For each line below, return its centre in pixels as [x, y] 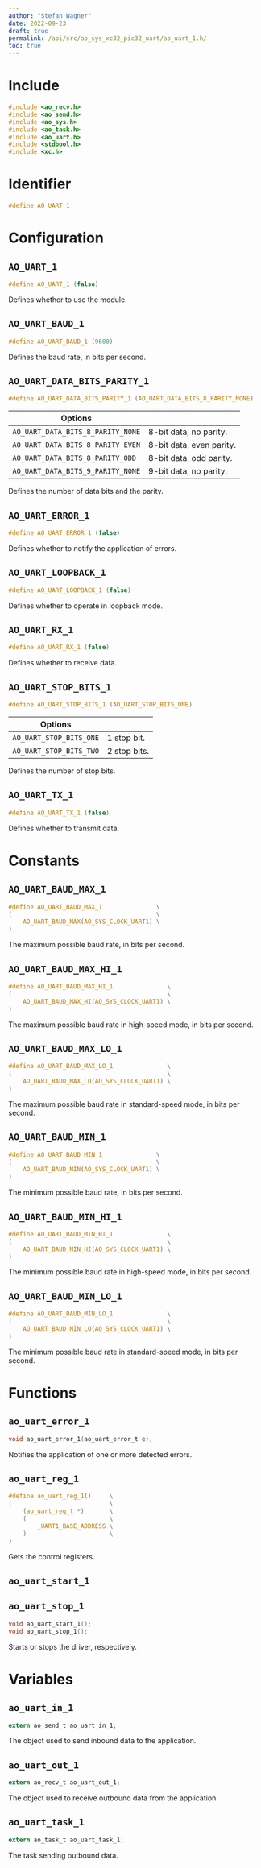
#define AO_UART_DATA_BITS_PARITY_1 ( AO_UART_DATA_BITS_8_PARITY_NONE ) [131, 399]
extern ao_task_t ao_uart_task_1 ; [66, 1840]
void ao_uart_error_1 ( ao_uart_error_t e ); [81, 1439]
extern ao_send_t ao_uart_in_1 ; [62, 1725]
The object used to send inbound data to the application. [102, 1741]
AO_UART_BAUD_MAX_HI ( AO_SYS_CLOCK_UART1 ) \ [97, 1001]
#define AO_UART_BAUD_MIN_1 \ [84, 1154]
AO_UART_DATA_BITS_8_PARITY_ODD [75, 458]
